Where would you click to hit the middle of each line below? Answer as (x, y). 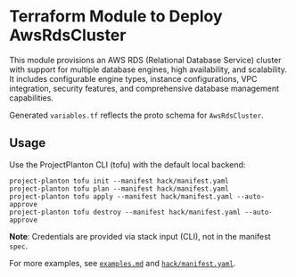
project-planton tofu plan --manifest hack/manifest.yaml (119, 189)
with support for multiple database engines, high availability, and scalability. (148, 69)
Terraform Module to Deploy (116, 16)
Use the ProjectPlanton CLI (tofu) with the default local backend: (127, 164)
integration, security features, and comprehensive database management (144, 88)
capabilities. (31, 98)
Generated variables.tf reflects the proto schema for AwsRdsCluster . (136, 115)
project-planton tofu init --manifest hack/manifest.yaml (119, 181)
